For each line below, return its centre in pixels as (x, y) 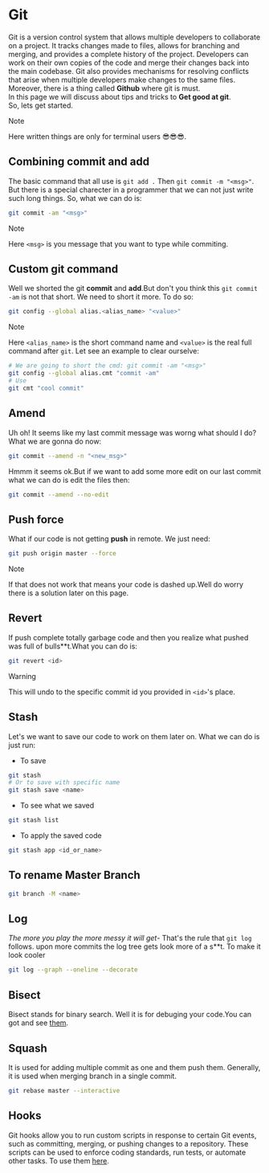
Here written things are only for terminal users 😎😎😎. (98, 136)
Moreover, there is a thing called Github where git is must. (104, 88)
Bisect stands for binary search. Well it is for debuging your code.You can (130, 1015)
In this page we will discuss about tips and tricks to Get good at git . (120, 96)
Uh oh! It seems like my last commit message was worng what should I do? (132, 432)
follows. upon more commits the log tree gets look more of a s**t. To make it (134, 946)
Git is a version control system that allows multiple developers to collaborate (134, 37)
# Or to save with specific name (64, 783)
